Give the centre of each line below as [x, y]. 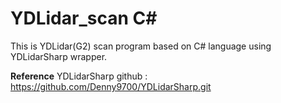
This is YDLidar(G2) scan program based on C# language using [141, 46]
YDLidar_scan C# [84, 18]
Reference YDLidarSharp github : [79, 76]
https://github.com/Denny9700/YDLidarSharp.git [111, 86]
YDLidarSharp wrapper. [59, 56]
